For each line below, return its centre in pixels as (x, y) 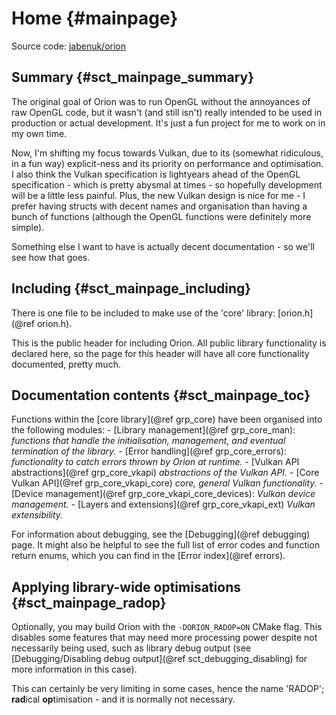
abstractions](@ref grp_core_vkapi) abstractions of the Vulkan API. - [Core (165, 473)
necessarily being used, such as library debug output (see (131, 648)
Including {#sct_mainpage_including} (131, 288)
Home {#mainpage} (95, 18)
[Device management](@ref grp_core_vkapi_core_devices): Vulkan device (163, 494)
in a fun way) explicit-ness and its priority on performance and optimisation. (167, 163)
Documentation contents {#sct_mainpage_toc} (161, 395)
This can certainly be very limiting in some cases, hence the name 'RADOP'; (168, 689)
